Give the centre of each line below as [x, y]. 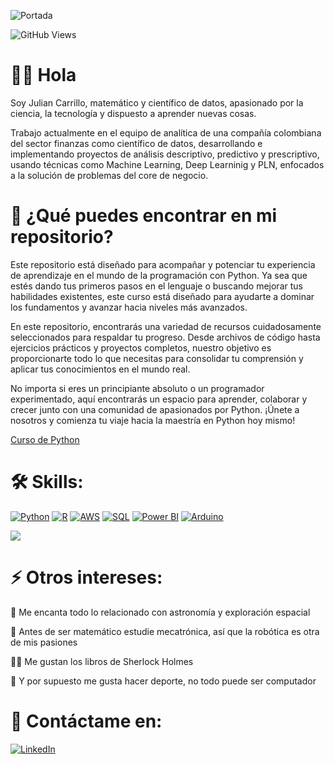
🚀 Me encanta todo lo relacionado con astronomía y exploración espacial [160, 612]
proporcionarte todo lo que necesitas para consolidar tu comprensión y [157, 358]
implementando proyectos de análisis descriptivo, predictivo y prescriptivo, [165, 154]
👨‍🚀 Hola [43, 75]
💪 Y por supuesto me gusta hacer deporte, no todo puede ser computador [163, 681]
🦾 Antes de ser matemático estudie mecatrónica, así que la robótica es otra [165, 631]
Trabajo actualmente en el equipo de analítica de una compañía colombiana [166, 132]
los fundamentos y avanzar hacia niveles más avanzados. [129, 307]
